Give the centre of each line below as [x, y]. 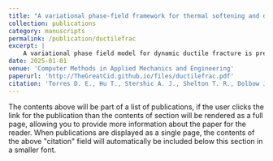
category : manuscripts [47, 31]
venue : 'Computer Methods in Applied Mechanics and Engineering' [121, 69]
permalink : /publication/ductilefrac [72, 38]
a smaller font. [32, 150]
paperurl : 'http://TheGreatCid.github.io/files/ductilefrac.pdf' [121, 76]
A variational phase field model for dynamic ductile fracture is [138, 53]
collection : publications [52, 23]
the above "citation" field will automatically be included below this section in [136, 141]
